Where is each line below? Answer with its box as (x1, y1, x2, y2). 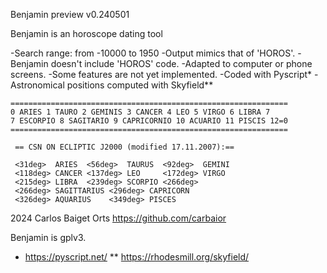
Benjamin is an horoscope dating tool (10, 28, 163, 39)
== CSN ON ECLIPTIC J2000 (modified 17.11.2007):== (14, 142, 235, 152)
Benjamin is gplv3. (10, 232, 87, 243)
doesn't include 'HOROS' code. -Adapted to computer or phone (50, 58, 313, 69)
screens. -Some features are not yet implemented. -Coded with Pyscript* (10, 69, 313, 80)
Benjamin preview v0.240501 (10, 9, 130, 20)
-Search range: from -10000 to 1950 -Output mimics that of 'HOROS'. (10, 47, 296, 59)
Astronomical (10, 79, 65, 91)
